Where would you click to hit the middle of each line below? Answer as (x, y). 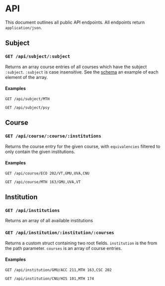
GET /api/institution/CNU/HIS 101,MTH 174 (50, 279)
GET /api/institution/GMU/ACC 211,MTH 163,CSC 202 (58, 270)
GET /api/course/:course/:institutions (53, 136)
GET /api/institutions (32, 211)
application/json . (24, 27)
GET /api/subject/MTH (27, 99)
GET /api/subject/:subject (38, 57)
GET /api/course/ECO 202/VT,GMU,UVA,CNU (48, 173)
